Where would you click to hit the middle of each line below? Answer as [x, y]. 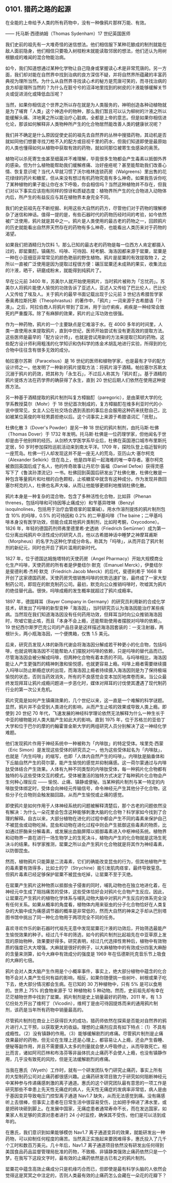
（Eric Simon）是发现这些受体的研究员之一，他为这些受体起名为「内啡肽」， [85, 750]
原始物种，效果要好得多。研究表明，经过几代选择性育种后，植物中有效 [88, 941]
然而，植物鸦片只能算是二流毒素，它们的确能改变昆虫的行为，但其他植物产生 [86, 861]
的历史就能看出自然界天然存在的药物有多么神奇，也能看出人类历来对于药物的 [86, 227]
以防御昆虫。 [19, 850]
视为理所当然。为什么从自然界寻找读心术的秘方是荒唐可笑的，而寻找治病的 [88, 81]
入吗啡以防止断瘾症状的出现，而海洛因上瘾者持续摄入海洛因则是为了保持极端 [86, 670]
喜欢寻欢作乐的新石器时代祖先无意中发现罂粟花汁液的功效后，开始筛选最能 [84, 928]
